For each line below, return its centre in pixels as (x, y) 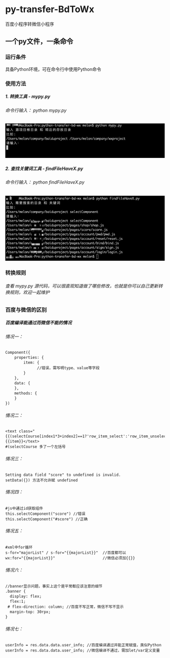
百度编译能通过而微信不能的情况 (38, 323)
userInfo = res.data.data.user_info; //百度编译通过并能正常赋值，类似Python (83, 645)
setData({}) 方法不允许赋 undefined (41, 480)
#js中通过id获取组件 (24, 508)
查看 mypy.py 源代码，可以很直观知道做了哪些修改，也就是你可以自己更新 (82, 286)
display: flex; (26, 597)
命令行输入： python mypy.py (36, 110)
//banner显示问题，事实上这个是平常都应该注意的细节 (54, 586)
